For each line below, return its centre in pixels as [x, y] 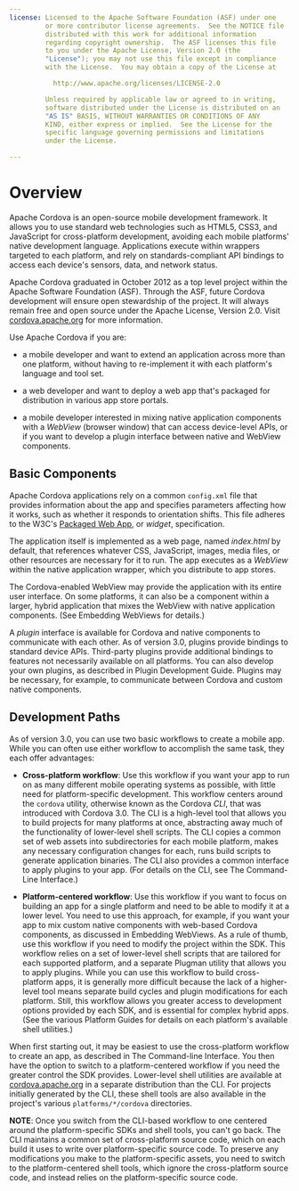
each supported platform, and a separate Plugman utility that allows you [154, 963]
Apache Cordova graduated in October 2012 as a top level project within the [148, 282]
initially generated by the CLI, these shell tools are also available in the [138, 1094]
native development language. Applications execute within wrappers [135, 245]
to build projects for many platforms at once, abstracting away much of [152, 822]
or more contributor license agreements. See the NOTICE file [165, 26]
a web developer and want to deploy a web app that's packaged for [146, 390]
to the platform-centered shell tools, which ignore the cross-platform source [149, 1168]
